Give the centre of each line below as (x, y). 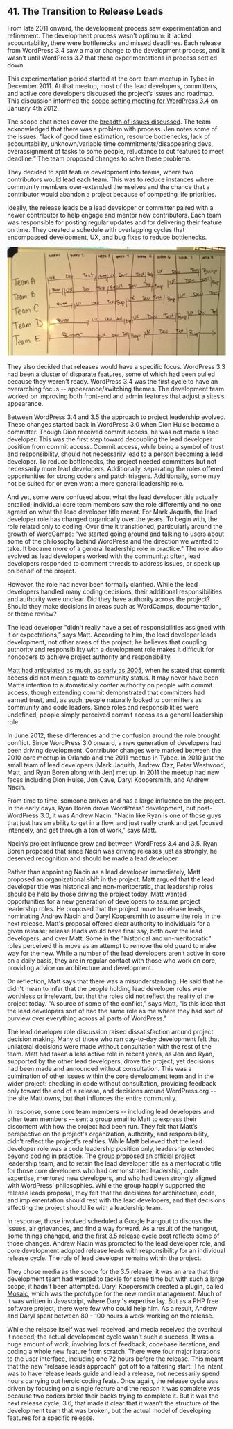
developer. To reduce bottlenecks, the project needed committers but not (112, 461)
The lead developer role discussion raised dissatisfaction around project (110, 1031)
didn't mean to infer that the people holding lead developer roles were (107, 988)
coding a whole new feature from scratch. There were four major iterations (114, 1351)
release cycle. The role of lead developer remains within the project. (104, 1258)
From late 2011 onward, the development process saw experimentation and (114, 28)
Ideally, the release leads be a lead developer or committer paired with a (110, 207)
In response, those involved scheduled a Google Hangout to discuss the (110, 1221)
